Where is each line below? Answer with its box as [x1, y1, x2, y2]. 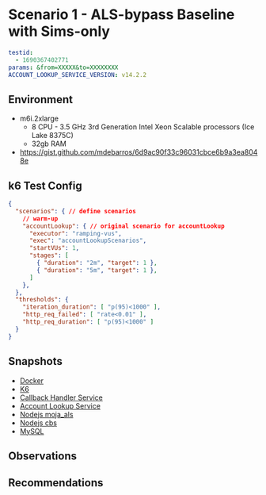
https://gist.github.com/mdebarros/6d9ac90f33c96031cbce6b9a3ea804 [19, 148, 258, 157]
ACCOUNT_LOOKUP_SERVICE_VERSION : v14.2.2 [8, 71, 147, 79]
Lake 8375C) [31, 131, 74, 140]
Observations [8, 449, 78, 462]
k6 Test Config [8, 178, 83, 192]
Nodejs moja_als [19, 409, 74, 419]
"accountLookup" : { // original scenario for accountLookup [22, 222, 225, 230]
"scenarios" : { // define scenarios [15, 207, 136, 215]
